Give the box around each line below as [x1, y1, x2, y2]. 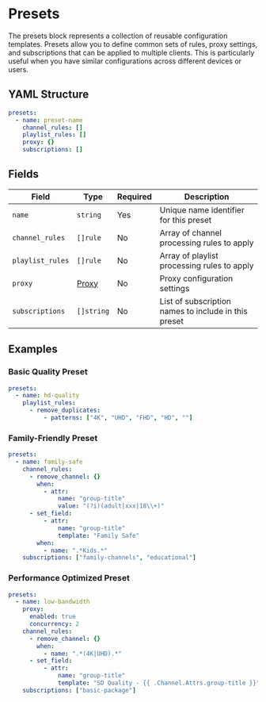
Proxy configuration [159, 273, 234, 284]
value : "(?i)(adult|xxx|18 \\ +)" [58, 502, 165, 510]
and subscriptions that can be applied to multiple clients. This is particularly [8, 48, 255, 57]
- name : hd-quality [15, 392, 80, 400]
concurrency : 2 [28, 620, 80, 628]
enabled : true [28, 612, 77, 621]
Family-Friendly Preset [8, 432, 98, 443]
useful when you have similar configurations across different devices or [8, 56, 242, 66]
